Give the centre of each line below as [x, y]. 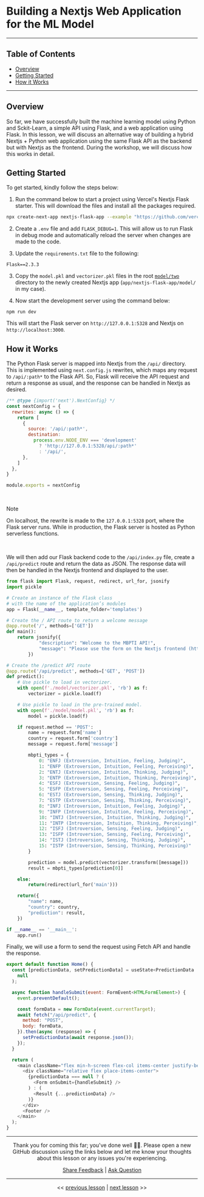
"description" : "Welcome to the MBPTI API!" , [97, 643]
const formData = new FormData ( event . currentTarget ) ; [87, 1009]
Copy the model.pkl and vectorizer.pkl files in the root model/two [97, 276]
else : [24, 879]
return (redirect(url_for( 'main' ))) [73, 885]
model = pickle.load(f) [58, 716]
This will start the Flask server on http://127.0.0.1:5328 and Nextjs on [95, 323]
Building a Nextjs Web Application [94, 11]
